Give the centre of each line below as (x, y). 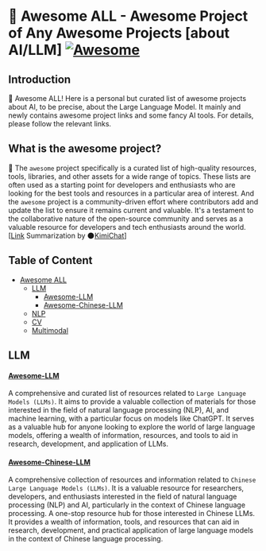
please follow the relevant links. (60, 124)
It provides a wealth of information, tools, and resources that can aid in (124, 522)
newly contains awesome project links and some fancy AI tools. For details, (131, 115)
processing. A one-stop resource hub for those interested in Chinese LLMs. (132, 514)
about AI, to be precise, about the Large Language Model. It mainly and (125, 107)
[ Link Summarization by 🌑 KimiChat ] (67, 235)
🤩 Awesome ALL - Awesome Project (128, 16)
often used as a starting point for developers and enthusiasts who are (122, 184)
